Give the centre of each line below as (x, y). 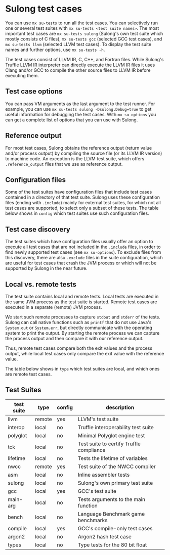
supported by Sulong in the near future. (46, 268)
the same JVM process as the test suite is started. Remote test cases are (81, 302)
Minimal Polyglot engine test (111, 435)
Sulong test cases (44, 9)
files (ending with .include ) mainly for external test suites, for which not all (83, 203)
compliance (92, 450)
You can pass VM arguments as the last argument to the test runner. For (80, 104)
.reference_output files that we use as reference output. (64, 164)
